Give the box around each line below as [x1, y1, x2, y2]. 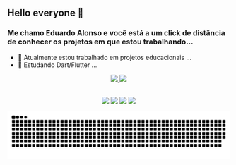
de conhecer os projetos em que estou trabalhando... [7, 37, 194, 47]
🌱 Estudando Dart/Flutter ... [17, 61, 98, 69]
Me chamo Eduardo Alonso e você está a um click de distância [7, 28, 226, 38]
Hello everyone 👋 [7, 7, 84, 19]
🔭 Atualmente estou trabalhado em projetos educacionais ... [17, 53, 192, 61]
